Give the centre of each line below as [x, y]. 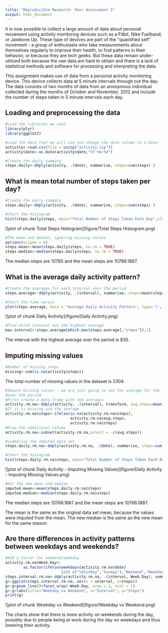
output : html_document [29, 15]
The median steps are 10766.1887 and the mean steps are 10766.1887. [77, 503]
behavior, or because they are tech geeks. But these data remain [72, 55]
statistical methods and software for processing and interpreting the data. [81, 66]
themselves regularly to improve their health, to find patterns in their [75, 50]
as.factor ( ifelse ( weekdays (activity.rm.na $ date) [75, 567]
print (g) [14, 595]
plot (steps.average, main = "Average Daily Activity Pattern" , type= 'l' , [84, 307]
